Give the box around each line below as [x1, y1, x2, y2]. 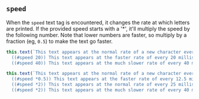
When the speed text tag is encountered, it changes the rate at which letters [6, 19, 190, 26]
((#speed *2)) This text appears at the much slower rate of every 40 [11, 87, 190, 93]
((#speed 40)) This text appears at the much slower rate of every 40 [11, 60, 190, 66]
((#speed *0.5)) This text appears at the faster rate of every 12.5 [11, 76, 187, 82]
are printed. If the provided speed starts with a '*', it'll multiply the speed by [6, 25, 191, 32]
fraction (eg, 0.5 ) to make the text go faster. [6, 38, 113, 45]
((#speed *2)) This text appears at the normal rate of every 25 [11, 82, 176, 88]
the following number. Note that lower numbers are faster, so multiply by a [6, 31, 187, 38]
